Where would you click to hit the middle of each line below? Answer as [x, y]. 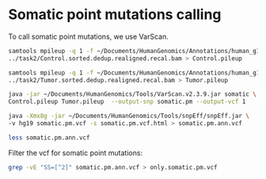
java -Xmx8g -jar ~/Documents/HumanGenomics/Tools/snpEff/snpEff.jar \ [129, 116]
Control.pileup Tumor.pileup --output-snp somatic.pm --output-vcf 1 [127, 102]
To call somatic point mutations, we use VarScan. [88, 36]
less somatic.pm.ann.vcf [49, 137]
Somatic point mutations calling [115, 15]
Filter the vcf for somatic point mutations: [76, 153]
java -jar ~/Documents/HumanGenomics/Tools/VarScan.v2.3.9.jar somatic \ [133, 94]
